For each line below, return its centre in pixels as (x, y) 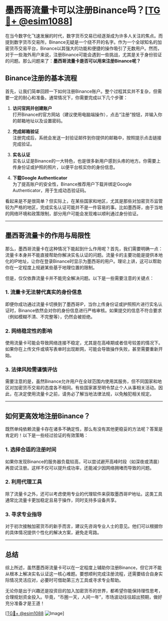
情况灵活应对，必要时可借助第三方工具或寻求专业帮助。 (66, 580)
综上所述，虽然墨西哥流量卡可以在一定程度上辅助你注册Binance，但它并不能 (84, 567)
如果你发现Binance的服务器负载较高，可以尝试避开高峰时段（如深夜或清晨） (84, 461)
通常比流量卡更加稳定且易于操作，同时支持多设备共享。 (62, 500)
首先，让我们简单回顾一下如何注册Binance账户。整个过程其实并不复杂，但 (81, 91)
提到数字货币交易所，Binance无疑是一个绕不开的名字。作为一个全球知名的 (81, 42)
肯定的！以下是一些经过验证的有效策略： (47, 435)
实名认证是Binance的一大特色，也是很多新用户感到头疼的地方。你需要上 (86, 161)
